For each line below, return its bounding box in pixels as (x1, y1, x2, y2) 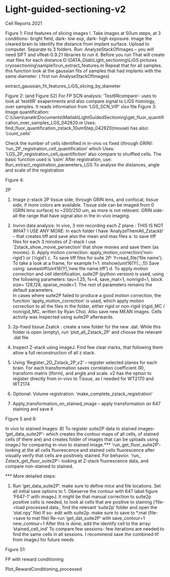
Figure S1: (5, 546, 26, 552)
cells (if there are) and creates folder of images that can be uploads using (5, 436, 158, 442)
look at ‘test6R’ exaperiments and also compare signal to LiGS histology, (5, 98, 156, 104)
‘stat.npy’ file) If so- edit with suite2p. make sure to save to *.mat (12, 510, 147, 516)
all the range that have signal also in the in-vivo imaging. (12, 213, 131, 219)
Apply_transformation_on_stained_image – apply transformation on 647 (12, 400, 161, 406)
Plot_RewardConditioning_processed (5, 566, 82, 572)
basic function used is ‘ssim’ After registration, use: (5, 156, 112, 162)
